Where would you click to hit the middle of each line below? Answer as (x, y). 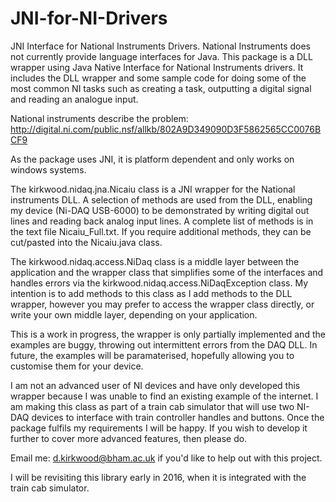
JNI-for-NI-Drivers (89, 18)
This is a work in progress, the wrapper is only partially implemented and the (168, 334)
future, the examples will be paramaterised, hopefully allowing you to (152, 355)
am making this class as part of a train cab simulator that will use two (152, 406)
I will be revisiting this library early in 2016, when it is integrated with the (158, 477)
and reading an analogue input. (74, 99)
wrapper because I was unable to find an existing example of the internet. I (164, 396)
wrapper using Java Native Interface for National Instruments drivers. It (157, 67)
